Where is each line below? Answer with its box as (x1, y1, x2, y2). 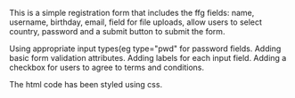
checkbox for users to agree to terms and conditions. (9, 62, 205, 72)
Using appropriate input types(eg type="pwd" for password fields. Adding (9, 43, 282, 54)
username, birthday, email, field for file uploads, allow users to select (9, 17, 263, 27)
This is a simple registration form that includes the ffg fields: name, (9, 8, 255, 18)
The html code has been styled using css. (9, 79, 163, 89)
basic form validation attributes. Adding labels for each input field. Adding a (9, 53, 287, 63)
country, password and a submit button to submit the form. (9, 26, 225, 36)
